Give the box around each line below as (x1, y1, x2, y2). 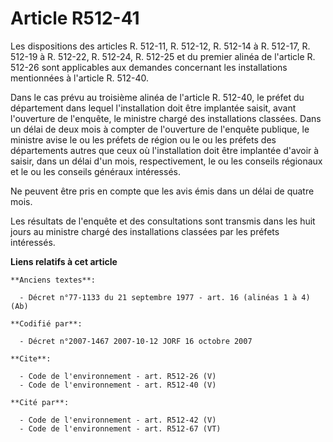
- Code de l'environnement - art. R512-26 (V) (19, 371, 217, 381)
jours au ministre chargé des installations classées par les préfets (10, 225, 280, 237)
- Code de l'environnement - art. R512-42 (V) (19, 415, 217, 425)
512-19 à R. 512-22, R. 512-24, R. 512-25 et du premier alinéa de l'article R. (10, 50, 316, 62)
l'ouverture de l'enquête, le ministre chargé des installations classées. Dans (10, 112, 322, 124)
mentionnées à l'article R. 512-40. (10, 72, 149, 84)
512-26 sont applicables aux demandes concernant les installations (10, 61, 288, 73)
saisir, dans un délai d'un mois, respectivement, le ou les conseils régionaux (10, 155, 323, 167)
